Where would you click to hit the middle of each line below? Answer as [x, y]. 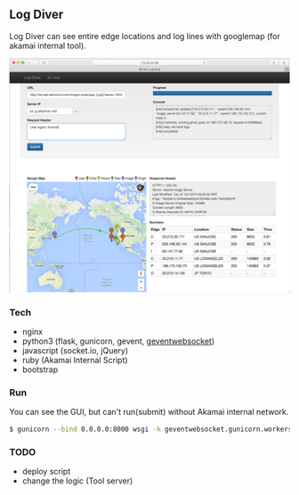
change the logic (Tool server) [77, 481]
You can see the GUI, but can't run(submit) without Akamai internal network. [149, 412]
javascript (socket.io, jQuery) [75, 350]
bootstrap [40, 369]
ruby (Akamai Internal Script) [75, 360]
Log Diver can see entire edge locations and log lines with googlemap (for [145, 36]
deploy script [46, 472]
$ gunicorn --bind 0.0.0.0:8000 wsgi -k [85, 430]
